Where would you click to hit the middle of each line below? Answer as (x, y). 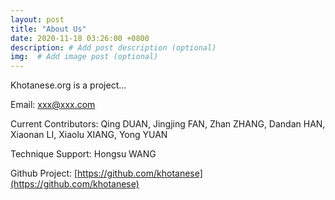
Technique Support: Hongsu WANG (83, 154)
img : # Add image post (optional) (84, 57)
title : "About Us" (48, 29)
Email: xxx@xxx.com (53, 105)
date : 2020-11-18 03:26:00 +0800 (80, 38)
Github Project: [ (44, 173)
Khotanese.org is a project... (68, 85)
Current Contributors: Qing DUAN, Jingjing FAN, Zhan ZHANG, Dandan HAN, (168, 124)
